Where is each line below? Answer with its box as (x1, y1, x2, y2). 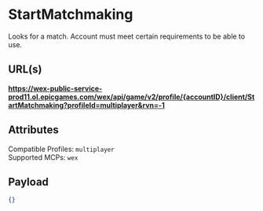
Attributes (8, 124, 59, 137)
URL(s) (8, 63, 42, 76)
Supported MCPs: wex (8, 152, 79, 162)
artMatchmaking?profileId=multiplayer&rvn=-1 (8, 100, 165, 109)
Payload (8, 175, 49, 188)
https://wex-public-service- (8, 83, 103, 93)
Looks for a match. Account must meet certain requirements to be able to (8, 31, 246, 41)
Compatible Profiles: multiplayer (8, 144, 115, 154)
